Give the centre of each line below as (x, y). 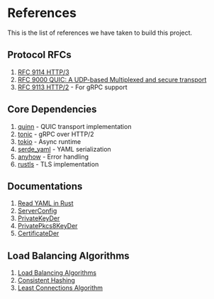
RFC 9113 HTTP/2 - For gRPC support (72, 87)
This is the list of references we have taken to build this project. (100, 33)
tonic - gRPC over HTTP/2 (56, 134)
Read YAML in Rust (45, 203)
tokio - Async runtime (49, 141)
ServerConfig (37, 211)
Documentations (45, 186)
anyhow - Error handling (53, 157)
